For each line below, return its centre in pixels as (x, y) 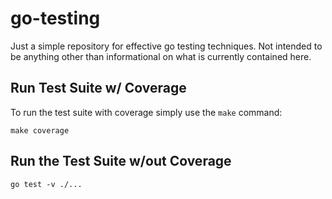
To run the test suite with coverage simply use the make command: (146, 112)
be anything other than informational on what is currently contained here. (161, 56)
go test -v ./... (46, 184)
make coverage (40, 130)
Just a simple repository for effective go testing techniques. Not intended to (166, 46)
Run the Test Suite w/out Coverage (121, 161)
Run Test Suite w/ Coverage (98, 88)
